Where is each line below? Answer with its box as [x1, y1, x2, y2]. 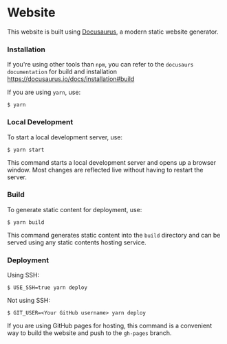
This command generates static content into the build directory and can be [7, 231, 221, 239]
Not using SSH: [7, 297, 50, 305]
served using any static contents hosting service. [7, 238, 147, 246]
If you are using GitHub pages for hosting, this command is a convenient [7, 321, 212, 330]
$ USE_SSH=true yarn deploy [7, 284, 88, 291]
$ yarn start [7, 146, 45, 153]
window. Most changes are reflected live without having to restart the [7, 165, 204, 174]
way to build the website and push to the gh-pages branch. [7, 329, 172, 337]
